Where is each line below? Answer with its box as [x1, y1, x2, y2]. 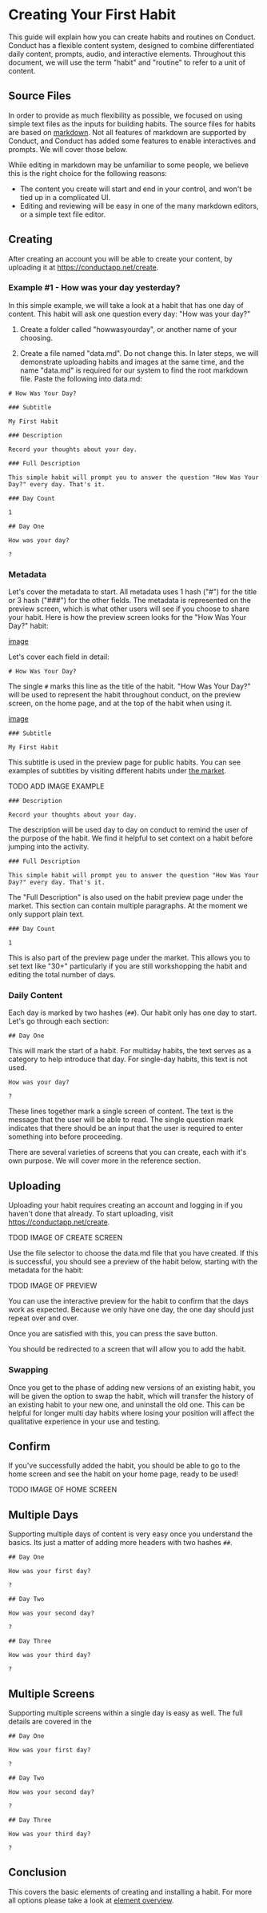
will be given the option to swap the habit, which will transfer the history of [8, 1391, 254, 1400]
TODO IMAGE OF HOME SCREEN [8, 1485, 118, 1495]
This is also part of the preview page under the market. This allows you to [8, 953, 250, 963]
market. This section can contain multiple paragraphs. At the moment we [8, 901, 248, 911]
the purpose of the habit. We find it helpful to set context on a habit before [8, 833, 253, 843]
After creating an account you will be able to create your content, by [8, 254, 233, 263]
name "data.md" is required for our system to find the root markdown [19, 365, 249, 375]
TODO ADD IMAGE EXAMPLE [8, 781, 105, 791]
